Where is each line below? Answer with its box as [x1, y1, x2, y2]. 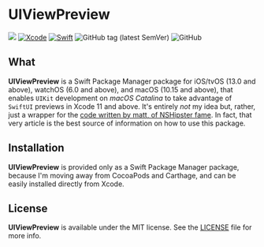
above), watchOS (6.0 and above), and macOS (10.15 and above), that [8, 84, 234, 94]
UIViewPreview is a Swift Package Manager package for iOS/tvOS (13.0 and [8, 77, 256, 86]
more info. [8, 231, 42, 241]
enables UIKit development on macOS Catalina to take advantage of [8, 93, 232, 103]
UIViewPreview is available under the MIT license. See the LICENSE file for [8, 223, 252, 232]
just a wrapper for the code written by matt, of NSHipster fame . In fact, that [8, 110, 252, 119]
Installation [8, 141, 65, 155]
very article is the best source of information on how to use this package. [8, 118, 246, 128]
